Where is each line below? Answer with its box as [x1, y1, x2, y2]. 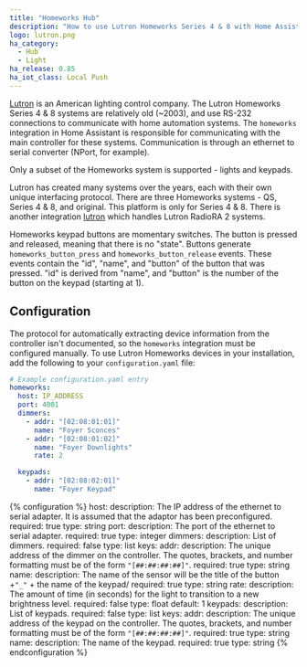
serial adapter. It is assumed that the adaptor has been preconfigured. [9, 511, 272, 522]
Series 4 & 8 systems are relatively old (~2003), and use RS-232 [9, 107, 252, 119]
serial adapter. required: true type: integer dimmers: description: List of [9, 530, 277, 541]
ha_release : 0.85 [9, 65, 76, 74]
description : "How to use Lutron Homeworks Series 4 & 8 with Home [9, 22, 272, 31]
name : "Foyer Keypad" [33, 485, 117, 494]
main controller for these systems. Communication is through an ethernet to [9, 136, 295, 147]
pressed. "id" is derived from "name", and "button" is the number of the [9, 267, 279, 279]
